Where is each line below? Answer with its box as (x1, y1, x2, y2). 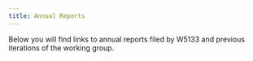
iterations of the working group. (8, 42, 115, 53)
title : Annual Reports (8, 11, 85, 20)
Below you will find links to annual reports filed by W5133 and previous (8, 34, 246, 44)
